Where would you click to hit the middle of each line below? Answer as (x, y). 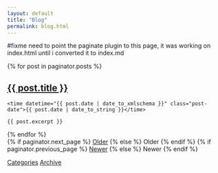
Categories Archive (34, 163)
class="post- (189, 104)
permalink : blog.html (38, 26)
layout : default (30, 13)
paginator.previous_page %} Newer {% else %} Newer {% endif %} (102, 149)
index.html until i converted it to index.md (66, 53)
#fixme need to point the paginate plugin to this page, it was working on (109, 46)
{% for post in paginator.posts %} (55, 67)
